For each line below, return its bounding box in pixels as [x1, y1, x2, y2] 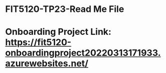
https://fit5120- [5, 37, 72, 48]
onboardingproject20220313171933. [5, 47, 161, 59]
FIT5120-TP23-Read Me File [5, 3, 124, 15]
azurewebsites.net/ [5, 58, 89, 69]
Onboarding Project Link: [5, 26, 112, 38]
